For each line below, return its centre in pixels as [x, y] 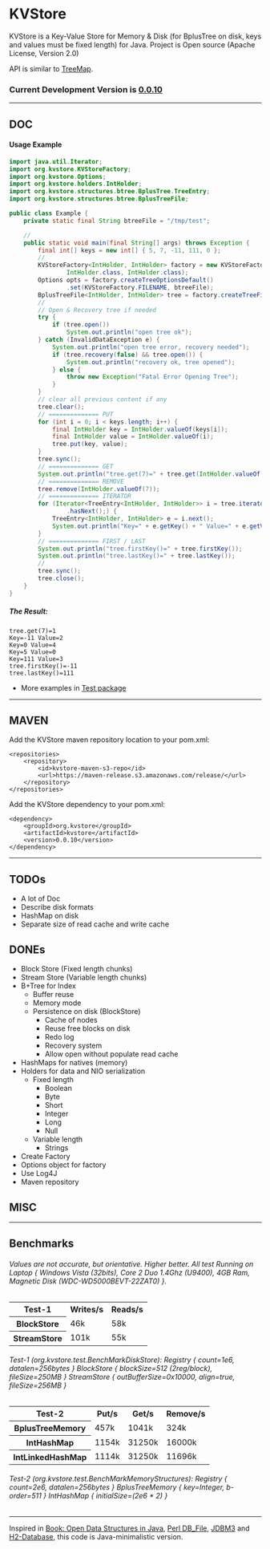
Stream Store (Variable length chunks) [84, 977]
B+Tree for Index [48, 986]
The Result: [29, 611]
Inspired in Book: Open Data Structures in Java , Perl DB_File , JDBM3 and [130, 1528]
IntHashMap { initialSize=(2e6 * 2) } [108, 1496]
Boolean [58, 1089]
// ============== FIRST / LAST [92, 541]
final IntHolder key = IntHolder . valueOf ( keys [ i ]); [140, 429]
